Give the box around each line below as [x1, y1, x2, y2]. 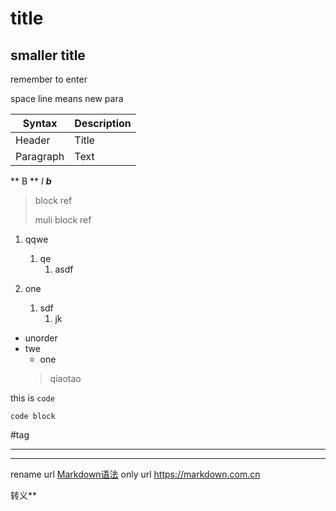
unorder [24, 332, 58, 344]
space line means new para [10, 93, 124, 104]
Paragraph [15, 150, 65, 163]
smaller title [10, 47, 86, 64]
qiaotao [49, 373, 82, 384]
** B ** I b [10, 175, 52, 187]
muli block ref [34, 214, 92, 226]
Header [15, 133, 51, 147]
